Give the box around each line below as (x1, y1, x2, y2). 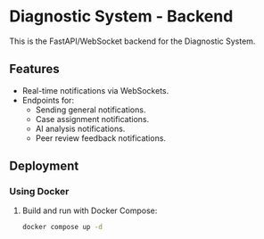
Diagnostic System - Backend (9, 6, 234, 27)
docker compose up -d (21, 223, 103, 232)
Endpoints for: (21, 95, 74, 105)
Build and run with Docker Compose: (21, 205, 158, 216)
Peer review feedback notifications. (35, 132, 167, 144)
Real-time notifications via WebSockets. (21, 85, 169, 95)
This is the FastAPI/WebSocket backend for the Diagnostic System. (9, 36, 256, 46)
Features (9, 62, 60, 77)
